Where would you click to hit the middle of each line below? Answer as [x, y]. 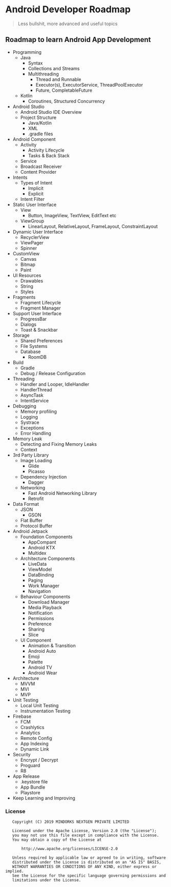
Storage [21, 335]
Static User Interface [35, 204]
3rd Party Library [31, 455]
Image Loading [36, 460]
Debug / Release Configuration [53, 373]
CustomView [26, 253]
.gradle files [40, 134]
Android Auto [42, 651]
